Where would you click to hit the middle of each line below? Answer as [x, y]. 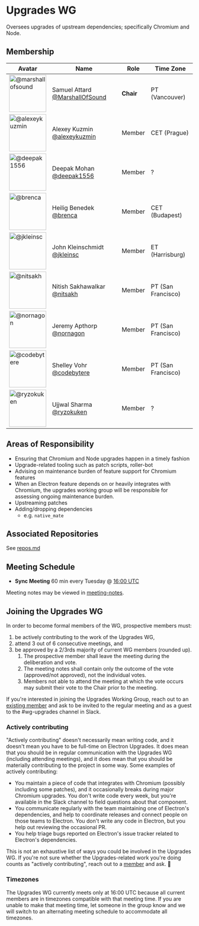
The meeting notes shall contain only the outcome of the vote [98, 669]
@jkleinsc [66, 254]
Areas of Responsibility [50, 444]
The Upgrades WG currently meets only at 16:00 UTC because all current [96, 892]
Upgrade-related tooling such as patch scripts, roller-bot [84, 464]
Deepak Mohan [73, 168]
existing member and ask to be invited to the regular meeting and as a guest [99, 705]
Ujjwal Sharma [72, 404]
